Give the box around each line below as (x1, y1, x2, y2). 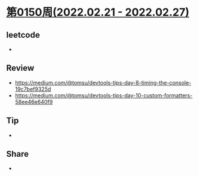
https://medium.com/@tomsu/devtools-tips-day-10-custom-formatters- (14, 91, 193, 99)
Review (6, 63, 35, 73)
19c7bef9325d (14, 85, 51, 93)
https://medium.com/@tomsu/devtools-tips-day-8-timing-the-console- (14, 79, 192, 86)
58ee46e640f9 (14, 98, 53, 105)
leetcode (6, 29, 40, 40)
